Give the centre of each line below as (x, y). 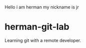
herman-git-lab (37, 27)
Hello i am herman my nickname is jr (42, 7)
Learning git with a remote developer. (43, 40)
